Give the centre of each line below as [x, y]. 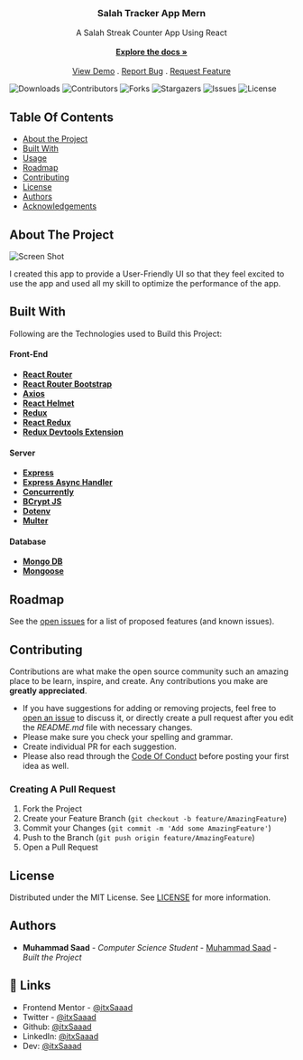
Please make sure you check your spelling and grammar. [128, 736]
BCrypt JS [42, 502]
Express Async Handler [67, 483]
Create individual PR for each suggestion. [100, 746]
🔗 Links [30, 985]
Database [28, 541]
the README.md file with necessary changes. [107, 727]
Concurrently [48, 492]
